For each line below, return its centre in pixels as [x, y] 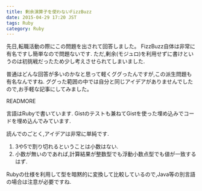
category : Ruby [25, 29]
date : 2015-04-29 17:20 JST [42, 17]
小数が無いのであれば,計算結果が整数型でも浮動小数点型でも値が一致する [106, 154]
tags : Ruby [20, 23]
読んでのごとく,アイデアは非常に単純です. [58, 134]
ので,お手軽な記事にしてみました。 [49, 89]
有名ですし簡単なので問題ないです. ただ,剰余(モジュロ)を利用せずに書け [95, 54]
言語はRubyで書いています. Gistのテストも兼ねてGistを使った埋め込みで [95, 114]
